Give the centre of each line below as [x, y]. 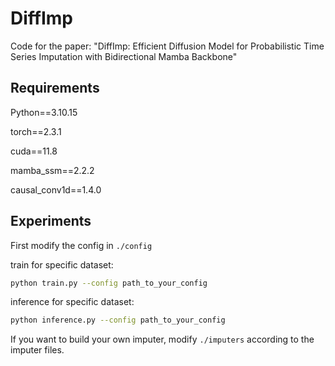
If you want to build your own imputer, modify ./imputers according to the [162, 339]
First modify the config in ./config [81, 245]
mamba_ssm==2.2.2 [52, 170]
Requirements [55, 88]
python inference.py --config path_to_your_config [118, 320]
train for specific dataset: [62, 264]
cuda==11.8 [34, 151]
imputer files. [37, 350]
